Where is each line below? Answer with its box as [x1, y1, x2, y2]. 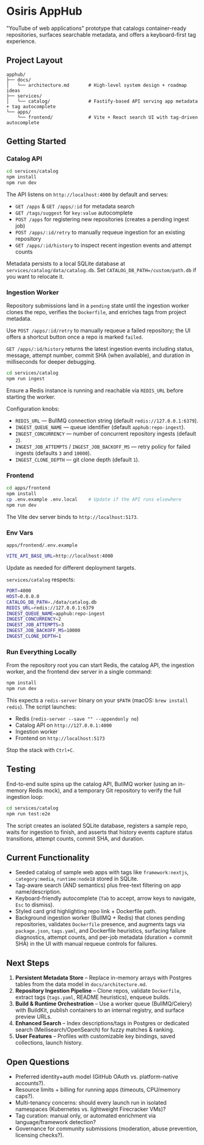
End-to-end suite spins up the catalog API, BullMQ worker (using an [6, 780, 177, 787]
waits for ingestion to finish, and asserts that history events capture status [6, 828, 193, 836]
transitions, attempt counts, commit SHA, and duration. [6, 834, 145, 842]
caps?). [15, 1092, 35, 1100]
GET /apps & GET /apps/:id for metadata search [15, 203, 135, 210]
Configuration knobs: [6, 405, 60, 413]
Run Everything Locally [6, 647, 77, 656]
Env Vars [6, 528, 34, 537]
